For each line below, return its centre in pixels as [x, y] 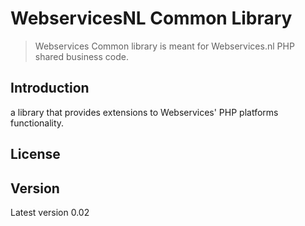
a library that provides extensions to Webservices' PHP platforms [144, 112]
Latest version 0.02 [50, 212]
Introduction [50, 88]
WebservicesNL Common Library [151, 18]
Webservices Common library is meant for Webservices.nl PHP [164, 46]
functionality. [37, 123]
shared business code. [81, 56]
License [35, 154]
